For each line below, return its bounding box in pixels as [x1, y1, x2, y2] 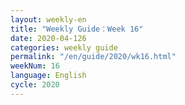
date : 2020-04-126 [10, 33, 87, 43]
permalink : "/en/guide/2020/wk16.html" [10, 52, 177, 62]
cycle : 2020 [10, 80, 60, 90]
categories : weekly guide [10, 42, 118, 53]
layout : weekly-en [10, 14, 87, 25]
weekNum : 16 [10, 61, 60, 71]
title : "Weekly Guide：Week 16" [10, 24, 144, 34]
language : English [10, 71, 87, 81]
